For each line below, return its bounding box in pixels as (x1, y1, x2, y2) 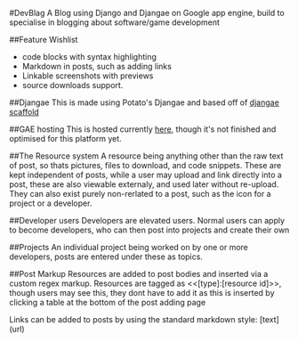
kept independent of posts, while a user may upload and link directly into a (9, 169, 283, 180)
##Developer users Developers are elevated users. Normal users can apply (9, 216, 286, 225)
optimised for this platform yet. (9, 134, 122, 143)
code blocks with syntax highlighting (21, 52, 157, 61)
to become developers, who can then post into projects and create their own (9, 224, 290, 235)
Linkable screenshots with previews (21, 70, 154, 81)
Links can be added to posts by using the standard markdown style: (9, 314, 258, 324)
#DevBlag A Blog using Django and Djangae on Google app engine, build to (9, 8, 285, 18)
